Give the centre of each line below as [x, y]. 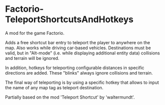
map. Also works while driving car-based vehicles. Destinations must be [78, 48]
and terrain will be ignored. [32, 58]
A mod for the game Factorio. [35, 33]
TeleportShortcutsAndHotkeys [69, 19]
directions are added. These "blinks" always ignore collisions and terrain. [79, 73]
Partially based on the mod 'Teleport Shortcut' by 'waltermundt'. [70, 97]
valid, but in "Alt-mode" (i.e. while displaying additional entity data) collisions [82, 53]
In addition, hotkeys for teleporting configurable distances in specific [75, 68]
